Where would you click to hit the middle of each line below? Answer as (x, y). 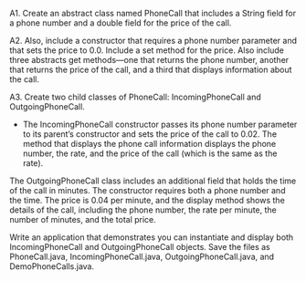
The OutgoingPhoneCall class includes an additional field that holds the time (153, 181)
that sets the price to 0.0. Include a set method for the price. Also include (147, 50)
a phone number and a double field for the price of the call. (121, 23)
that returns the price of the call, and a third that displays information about (151, 69)
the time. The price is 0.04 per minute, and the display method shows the (147, 200)
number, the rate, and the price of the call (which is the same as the (150, 153)
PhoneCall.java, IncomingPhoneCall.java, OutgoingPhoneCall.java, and (142, 256)
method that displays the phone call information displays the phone (149, 144)
